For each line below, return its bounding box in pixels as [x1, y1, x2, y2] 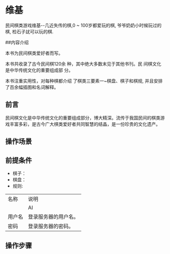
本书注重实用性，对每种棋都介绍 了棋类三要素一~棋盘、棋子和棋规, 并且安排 [5, 78, 163, 84]
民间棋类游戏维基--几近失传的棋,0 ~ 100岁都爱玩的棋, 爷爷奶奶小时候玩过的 [5, 22, 162, 28]
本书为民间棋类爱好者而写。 [5, 50, 63, 56]
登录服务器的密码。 [28, 223, 74, 230]
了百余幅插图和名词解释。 [5, 84, 59, 90]
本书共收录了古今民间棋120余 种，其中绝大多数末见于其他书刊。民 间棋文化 [5, 61, 161, 67]
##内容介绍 [5, 39, 29, 45]
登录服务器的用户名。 [28, 213, 79, 220]
